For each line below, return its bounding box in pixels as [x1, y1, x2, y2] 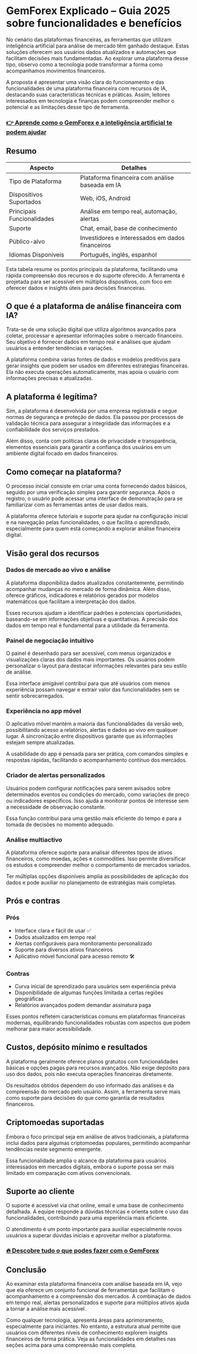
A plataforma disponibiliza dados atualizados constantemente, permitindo [6, 579, 184, 586]
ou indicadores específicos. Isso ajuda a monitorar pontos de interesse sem [6, 797, 189, 804]
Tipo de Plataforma [9, 177, 62, 185]
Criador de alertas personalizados [6, 771, 106, 779]
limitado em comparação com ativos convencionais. [6, 1169, 132, 1176]
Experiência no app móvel [6, 707, 81, 715]
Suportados [9, 198, 42, 206]
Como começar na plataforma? [6, 467, 122, 477]
